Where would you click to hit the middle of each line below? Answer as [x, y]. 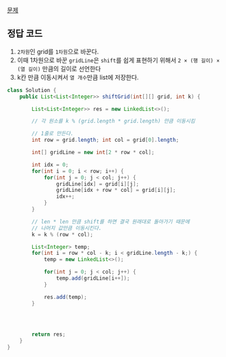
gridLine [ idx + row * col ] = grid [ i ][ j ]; [116, 190]
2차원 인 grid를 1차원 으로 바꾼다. [58, 51]
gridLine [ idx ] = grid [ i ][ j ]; [97, 184]
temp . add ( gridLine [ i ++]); [93, 279]
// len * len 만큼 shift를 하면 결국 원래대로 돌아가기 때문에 [111, 221]
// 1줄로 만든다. [53, 134]
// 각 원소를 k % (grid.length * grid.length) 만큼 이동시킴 [113, 121]
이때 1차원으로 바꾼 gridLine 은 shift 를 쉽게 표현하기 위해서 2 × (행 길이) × [118, 60]
